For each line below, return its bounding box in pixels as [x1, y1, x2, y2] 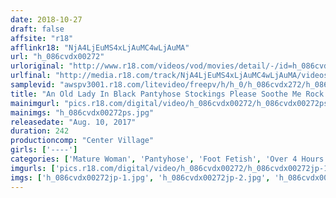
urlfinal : [10, 71, 52, 81]
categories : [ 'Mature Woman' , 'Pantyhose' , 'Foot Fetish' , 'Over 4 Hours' [10, 154, 329, 164]
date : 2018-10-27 [10, 14, 83, 25]
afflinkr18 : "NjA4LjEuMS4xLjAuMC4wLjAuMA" [10, 42, 190, 53]
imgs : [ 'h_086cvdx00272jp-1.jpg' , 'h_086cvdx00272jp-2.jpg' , [10, 172, 271, 183]
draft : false [10, 24, 65, 34]
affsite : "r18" [10, 33, 74, 43]
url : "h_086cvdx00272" [10, 52, 105, 62]
